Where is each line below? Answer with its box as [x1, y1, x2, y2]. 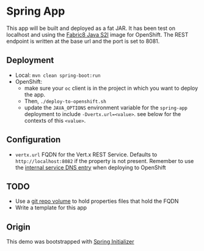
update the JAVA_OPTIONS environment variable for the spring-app [24, 104, 188, 111]
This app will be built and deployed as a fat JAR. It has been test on [6, 24, 176, 32]
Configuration [6, 134, 61, 145]
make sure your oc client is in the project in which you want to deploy [24, 84, 199, 92]
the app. [24, 90, 46, 98]
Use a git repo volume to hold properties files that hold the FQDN [15, 197, 179, 205]
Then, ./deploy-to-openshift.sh [24, 97, 107, 104]
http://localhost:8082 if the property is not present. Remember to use [15, 157, 194, 164]
